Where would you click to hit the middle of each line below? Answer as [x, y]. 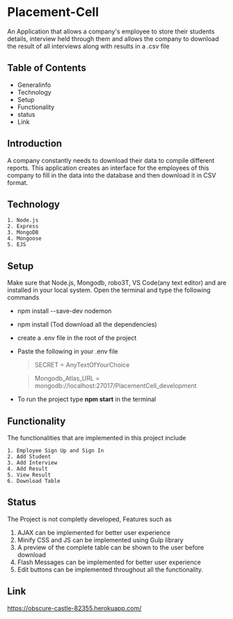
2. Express [23, 227]
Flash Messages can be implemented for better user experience [109, 562]
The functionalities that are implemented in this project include [97, 438]
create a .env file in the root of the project [77, 338]
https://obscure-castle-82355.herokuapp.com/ [74, 608]
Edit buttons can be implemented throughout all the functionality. [110, 569]
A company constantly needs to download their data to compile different [111, 160]
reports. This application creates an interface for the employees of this [108, 168]
